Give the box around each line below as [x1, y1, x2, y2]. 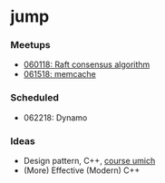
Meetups [10, 39, 51, 52]
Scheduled [10, 91, 60, 104]
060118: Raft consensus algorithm [23, 59, 150, 70]
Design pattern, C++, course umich [23, 156, 156, 167]
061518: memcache [23, 69, 96, 80]
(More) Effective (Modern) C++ [23, 165, 141, 176]
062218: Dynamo [23, 111, 88, 123]
